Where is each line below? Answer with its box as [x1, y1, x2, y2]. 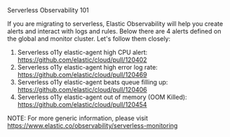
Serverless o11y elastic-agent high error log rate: [17, 63, 158, 71]
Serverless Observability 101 [7, 6, 89, 14]
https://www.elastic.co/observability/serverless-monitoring [7, 122, 178, 129]
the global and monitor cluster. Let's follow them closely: [7, 34, 170, 43]
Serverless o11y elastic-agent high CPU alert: [17, 48, 148, 56]
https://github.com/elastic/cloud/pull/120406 [17, 86, 147, 93]
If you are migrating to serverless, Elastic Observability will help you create [7, 20, 223, 27]
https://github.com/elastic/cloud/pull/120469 [17, 70, 147, 79]
